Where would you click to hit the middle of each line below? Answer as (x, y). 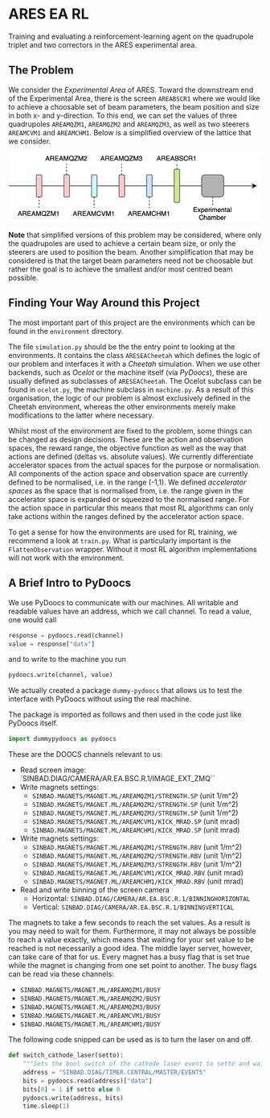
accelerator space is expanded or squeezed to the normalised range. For (129, 499)
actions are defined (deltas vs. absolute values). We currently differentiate (131, 456)
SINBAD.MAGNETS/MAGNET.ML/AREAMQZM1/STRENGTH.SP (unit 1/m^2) (135, 796)
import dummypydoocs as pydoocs (62, 739)
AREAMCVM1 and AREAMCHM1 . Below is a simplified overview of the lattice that (130, 132)
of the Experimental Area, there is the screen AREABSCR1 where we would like (135, 98)
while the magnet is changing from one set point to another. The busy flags (133, 966)
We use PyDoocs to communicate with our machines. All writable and (123, 602)
